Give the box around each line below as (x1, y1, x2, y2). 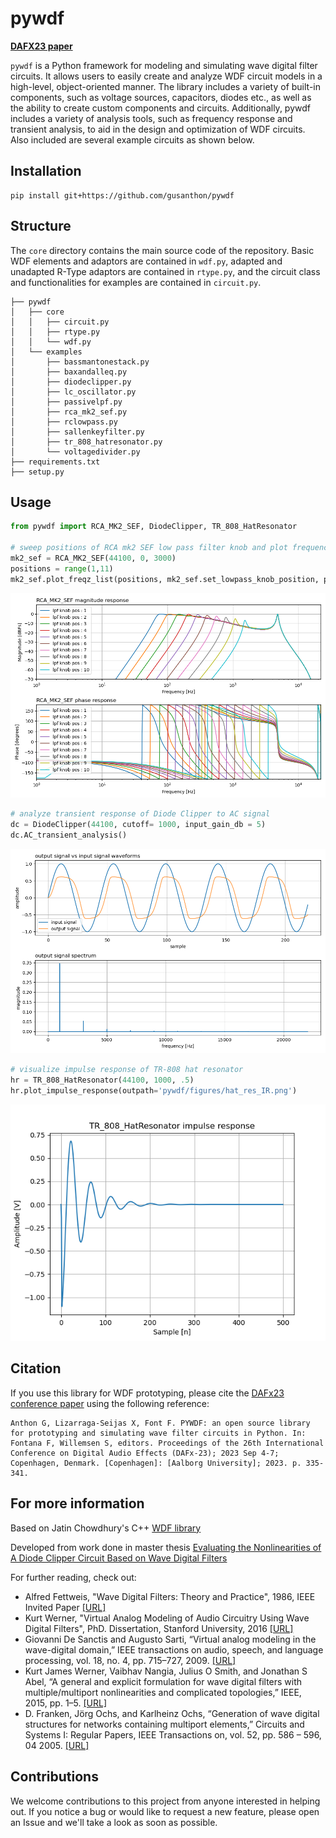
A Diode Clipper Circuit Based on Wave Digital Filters (10, 1552, 228, 1564)
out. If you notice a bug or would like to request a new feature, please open (10, 1805, 320, 1817)
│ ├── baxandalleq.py (10, 367, 128, 377)
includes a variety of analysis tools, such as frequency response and (10, 112, 293, 124)
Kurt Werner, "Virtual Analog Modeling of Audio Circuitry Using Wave (24, 1612, 310, 1624)
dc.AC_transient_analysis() (10, 830, 128, 840)
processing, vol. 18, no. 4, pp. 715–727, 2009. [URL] (24, 1654, 237, 1666)
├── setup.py (10, 467, 65, 477)
